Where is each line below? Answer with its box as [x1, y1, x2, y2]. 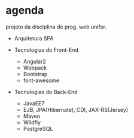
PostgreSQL [23, 125, 53, 132]
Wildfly [23, 118, 41, 126]
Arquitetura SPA [14, 34, 54, 42]
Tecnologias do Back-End [14, 88, 78, 95]
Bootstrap [23, 70, 48, 77]
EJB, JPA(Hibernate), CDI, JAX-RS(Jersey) [23, 106, 129, 113]
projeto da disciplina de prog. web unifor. [5, 23, 107, 30]
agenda [5, 4, 44, 17]
